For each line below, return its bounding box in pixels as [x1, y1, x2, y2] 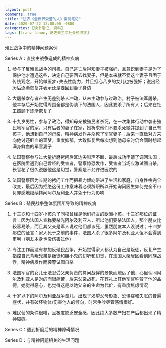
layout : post [5, 7, 32, 12]
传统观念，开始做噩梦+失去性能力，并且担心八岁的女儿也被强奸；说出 [12, 78, 156, 84]
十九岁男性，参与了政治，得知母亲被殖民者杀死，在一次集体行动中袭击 [12, 118, 157, 124]
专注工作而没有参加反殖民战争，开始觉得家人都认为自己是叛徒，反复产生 [12, 247, 161, 252]
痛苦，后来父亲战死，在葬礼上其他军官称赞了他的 [56, 276, 157, 282]
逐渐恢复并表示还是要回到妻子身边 [21, 85, 91, 90]
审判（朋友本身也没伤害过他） [12, 236, 74, 242]
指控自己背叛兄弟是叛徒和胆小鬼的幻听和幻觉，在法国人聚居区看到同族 [12, 253, 157, 259]
